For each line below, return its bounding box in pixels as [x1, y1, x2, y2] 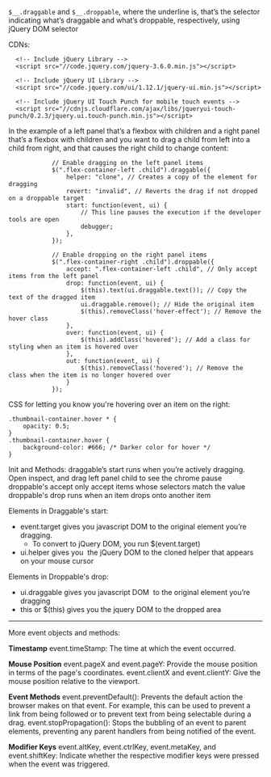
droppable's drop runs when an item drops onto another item [8, 491, 211, 500]
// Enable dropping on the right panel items [51, 251, 207, 259]
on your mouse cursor [19, 556, 94, 565]
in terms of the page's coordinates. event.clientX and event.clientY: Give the [8, 668, 261, 678]
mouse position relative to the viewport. [8, 677, 140, 686]
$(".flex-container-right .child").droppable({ [51, 258, 215, 266]
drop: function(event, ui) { [65, 279, 164, 287]
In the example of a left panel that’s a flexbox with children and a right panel [8, 126, 261, 136]
